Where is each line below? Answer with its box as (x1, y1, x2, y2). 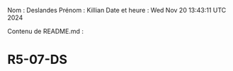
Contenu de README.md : (7, 27, 84, 35)
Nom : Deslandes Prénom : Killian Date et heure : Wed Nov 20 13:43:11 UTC (7, 6, 227, 14)
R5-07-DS (7, 52, 68, 67)
